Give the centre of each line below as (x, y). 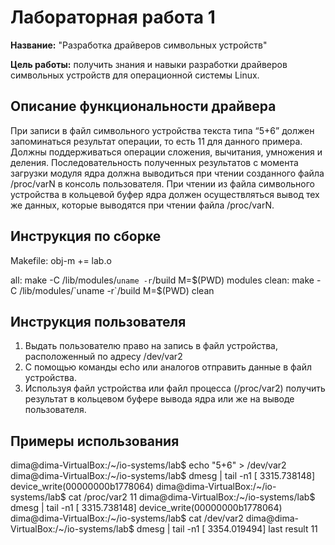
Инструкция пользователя (98, 321)
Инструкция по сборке (86, 236)
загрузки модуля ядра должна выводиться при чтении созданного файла (167, 173)
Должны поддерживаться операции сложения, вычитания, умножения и (166, 152)
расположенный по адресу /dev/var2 (103, 357)
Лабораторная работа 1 (113, 17)
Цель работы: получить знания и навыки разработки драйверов (149, 64)
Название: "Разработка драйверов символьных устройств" (139, 45)
